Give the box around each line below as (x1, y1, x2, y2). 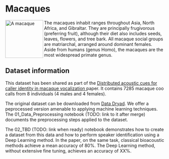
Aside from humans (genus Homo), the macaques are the (44, 46, 163, 52)
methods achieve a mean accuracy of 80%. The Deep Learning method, (5, 142, 155, 148)
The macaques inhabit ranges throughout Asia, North (44, 20, 155, 26)
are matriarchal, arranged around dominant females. (44, 41, 152, 47)
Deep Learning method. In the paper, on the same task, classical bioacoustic (5, 137, 164, 143)
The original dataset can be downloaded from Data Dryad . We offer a (5, 100, 149, 107)
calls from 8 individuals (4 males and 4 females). (5, 90, 106, 96)
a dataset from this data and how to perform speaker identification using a (5, 132, 160, 138)
